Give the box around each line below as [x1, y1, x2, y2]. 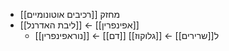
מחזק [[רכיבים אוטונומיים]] [19, 9, 121, 20]
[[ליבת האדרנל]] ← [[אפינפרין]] [19, 19, 140, 31]
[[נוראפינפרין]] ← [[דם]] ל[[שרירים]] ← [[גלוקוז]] [34, 30, 220, 41]
